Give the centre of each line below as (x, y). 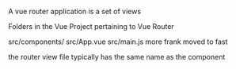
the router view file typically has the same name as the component (117, 57)
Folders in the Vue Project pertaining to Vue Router (91, 26)
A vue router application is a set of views (74, 11)
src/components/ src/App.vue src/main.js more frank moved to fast (118, 42)
